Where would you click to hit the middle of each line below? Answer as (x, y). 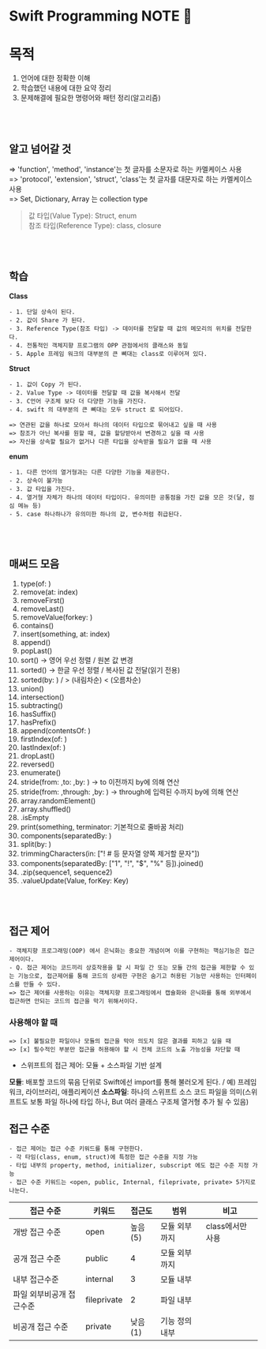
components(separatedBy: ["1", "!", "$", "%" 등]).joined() (112, 863)
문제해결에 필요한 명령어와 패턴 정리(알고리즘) (90, 98)
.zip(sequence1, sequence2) (66, 872)
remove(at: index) (49, 592)
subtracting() (41, 705)
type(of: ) (36, 583)
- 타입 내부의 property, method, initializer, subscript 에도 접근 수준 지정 (129, 1166)
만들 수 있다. (42, 985)
